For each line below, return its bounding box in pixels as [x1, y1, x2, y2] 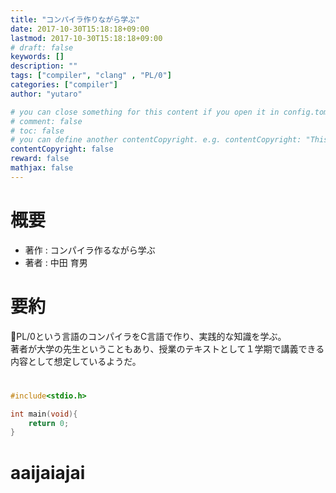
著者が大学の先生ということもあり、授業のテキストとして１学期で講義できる [10, 342, 325, 355]
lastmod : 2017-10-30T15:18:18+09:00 [10, 33, 163, 43]
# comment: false [10, 116, 83, 126]
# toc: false [10, 126, 65, 136]
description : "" [10, 61, 78, 71]
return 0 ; [28, 418, 70, 428]
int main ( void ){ [10, 409, 78, 419]
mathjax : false [10, 163, 74, 173]
